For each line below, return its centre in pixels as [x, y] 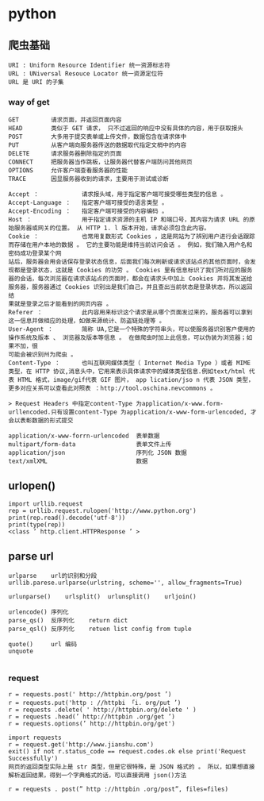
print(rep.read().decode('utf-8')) [67, 518]
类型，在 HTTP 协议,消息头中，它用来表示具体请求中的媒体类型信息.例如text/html [127, 372]
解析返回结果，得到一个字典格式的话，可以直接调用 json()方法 [98, 776]
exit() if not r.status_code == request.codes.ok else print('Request [127, 752]
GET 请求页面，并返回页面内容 [65, 120]
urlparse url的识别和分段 [53, 576]
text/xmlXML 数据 [78, 461]
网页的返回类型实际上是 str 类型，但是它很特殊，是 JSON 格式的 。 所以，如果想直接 [132, 767]
